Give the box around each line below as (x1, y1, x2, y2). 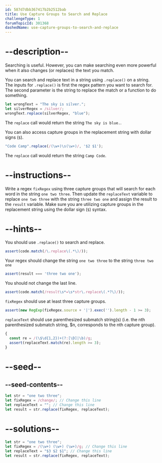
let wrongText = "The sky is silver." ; (5, 102, 86, 107)
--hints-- (5, 223, 42, 234)
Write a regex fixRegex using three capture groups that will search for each (5, 185, 156, 191)
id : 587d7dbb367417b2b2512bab (5, 7, 67, 12)
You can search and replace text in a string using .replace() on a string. (5, 77, 150, 83)
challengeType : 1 (5, 16, 40, 21)
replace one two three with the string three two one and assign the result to (5, 196, 157, 202)
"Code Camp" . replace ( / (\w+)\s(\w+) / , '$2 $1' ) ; (5, 144, 104, 148)
